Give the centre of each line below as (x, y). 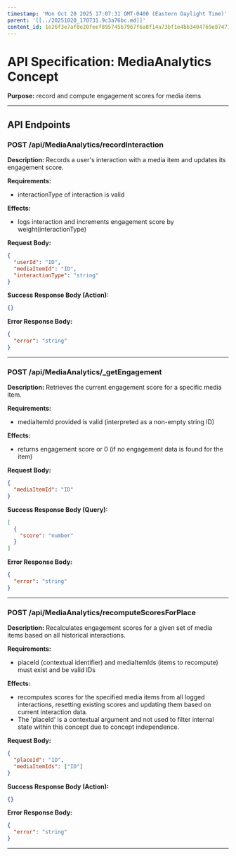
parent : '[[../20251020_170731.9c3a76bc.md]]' (77, 20)
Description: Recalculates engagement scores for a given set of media (110, 628)
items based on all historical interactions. (66, 636)
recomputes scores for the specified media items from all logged (111, 697)
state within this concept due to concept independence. (98, 727)
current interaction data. (52, 712)
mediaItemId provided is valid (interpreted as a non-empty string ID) (116, 422)
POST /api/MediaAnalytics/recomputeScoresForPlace (102, 612)
